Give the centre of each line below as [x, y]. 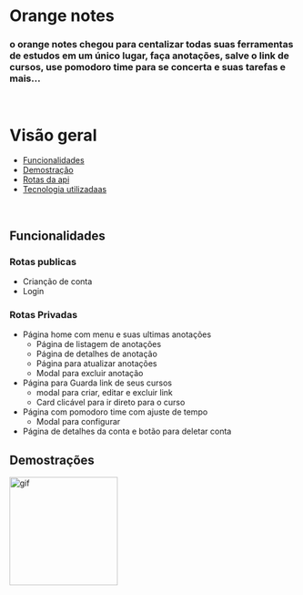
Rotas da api [46, 180]
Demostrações [52, 460]
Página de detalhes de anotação [96, 354]
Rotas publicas [43, 262]
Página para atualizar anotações [96, 364]
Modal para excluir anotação [90, 374]
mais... [25, 78]
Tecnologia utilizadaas [65, 190]
